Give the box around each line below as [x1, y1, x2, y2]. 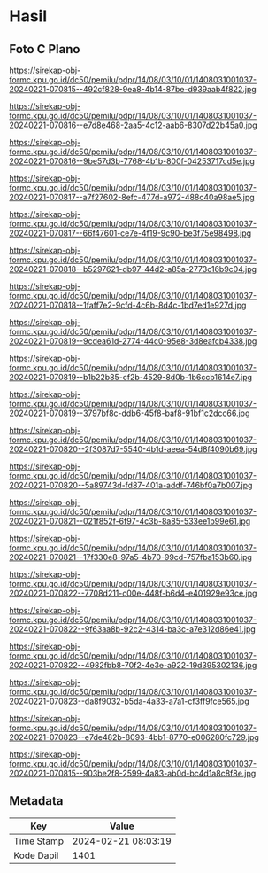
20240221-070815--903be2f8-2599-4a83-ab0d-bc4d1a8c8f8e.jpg [9, 768, 257, 778]
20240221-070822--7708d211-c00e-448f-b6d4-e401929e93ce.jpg [9, 588, 257, 598]
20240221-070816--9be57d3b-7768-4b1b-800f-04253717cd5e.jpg [9, 156, 255, 166]
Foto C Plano [9, 42, 80, 57]
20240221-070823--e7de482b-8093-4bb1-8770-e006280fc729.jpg [9, 732, 259, 742]
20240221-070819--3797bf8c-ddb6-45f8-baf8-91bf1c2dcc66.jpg [9, 408, 250, 418]
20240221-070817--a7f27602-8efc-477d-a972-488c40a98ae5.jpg [9, 192, 255, 202]
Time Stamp [13, 835, 65, 847]
